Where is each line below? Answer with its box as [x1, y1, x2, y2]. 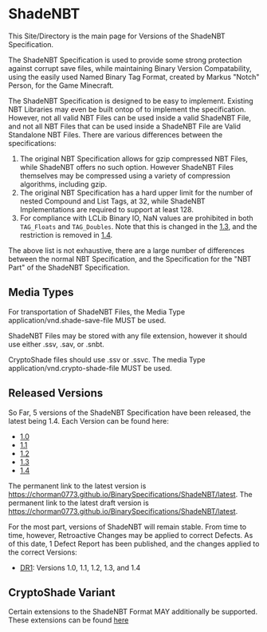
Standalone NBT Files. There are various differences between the [8, 129, 223, 140]
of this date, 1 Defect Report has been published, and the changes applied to [8, 539, 260, 548]
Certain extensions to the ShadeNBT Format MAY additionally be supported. [8, 607, 257, 617]
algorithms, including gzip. [19, 179, 108, 188]
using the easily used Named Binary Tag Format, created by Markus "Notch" [8, 72, 260, 81]
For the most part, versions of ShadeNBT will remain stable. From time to [8, 522, 247, 531]
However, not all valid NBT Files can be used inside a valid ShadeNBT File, [8, 113, 251, 122]
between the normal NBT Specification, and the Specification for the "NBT [8, 254, 252, 263]
